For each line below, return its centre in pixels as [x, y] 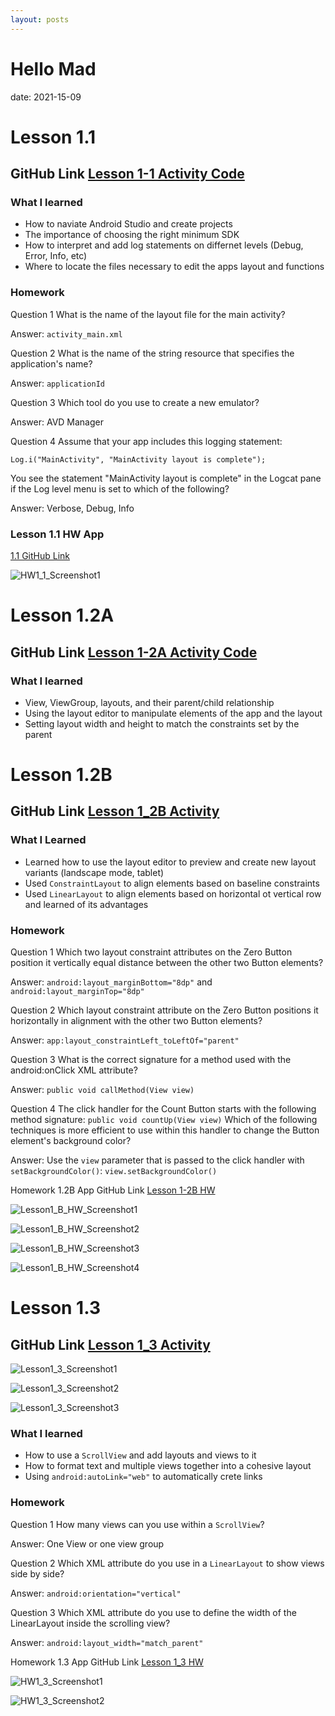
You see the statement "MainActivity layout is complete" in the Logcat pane [166, 478]
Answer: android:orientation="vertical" [96, 1593]
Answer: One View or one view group [87, 1543]
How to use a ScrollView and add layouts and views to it [140, 1455]
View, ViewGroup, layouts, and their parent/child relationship [149, 702]
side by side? [37, 1573]
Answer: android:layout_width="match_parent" [107, 1642]
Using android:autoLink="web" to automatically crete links [143, 1477]
